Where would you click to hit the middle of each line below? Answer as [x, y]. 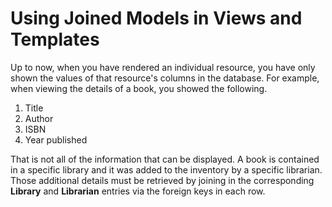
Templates [55, 39]
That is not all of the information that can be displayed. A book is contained [165, 159]
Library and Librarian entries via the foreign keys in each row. [138, 191]
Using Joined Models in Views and [156, 18]
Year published [56, 139]
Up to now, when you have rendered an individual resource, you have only [163, 67]
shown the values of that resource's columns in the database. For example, [165, 78]
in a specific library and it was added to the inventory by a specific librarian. [166, 169]
